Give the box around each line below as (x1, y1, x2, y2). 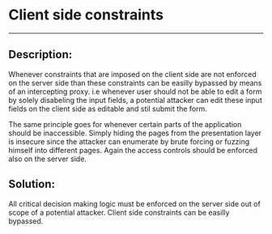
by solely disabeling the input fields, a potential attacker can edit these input (8, 95, 263, 104)
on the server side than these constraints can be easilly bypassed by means (8, 78, 262, 87)
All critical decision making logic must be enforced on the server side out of (8, 198, 261, 208)
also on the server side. (8, 154, 87, 164)
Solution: (8, 177, 55, 191)
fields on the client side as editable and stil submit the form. (8, 104, 208, 113)
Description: (8, 48, 73, 62)
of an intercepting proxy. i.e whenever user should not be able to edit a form (8, 87, 262, 96)
